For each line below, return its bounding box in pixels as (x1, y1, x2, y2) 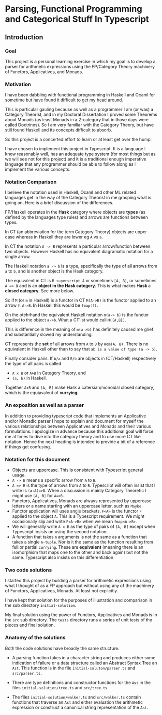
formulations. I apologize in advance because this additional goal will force (5, 428, 154, 434)
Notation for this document (5, 456, 70, 462)
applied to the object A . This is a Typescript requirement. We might (12, 513, 145, 519)
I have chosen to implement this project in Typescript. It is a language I (5, 146, 146, 152)
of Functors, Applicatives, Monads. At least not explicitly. (5, 588, 118, 594)
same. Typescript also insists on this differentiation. (12, 555, 115, 560)
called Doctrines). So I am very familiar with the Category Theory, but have (5, 122, 154, 128)
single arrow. (5, 254, 31, 260)
